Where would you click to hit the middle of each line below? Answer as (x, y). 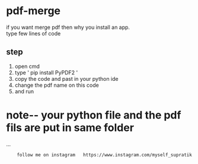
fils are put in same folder (70, 127)
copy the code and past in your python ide (66, 78)
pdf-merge (33, 11)
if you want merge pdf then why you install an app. (68, 27)
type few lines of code (33, 33)
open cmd (27, 66)
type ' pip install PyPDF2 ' (46, 73)
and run (24, 91)
